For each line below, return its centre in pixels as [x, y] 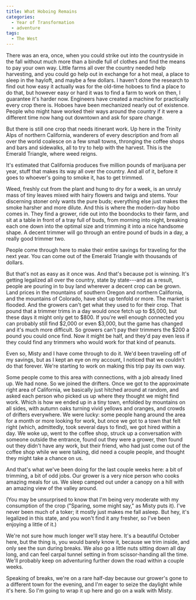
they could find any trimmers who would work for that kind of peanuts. [91, 342]
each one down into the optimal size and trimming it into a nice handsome [95, 226]
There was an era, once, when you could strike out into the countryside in [95, 55]
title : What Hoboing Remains [42, 11]
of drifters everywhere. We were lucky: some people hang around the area [96, 414]
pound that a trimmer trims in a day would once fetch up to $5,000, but [92, 311]
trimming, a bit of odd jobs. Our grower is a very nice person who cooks [93, 476]
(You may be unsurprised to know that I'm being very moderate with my [92, 499]
